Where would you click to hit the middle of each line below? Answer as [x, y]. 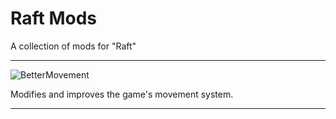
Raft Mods [54, 18]
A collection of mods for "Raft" [73, 46]
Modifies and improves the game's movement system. [122, 94]
